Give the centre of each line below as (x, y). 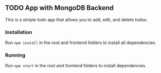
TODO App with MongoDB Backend (59, 8)
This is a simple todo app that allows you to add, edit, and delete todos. (76, 19)
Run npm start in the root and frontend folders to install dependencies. (76, 66)
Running (15, 55)
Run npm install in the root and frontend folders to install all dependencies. (81, 43)
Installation (19, 32)
